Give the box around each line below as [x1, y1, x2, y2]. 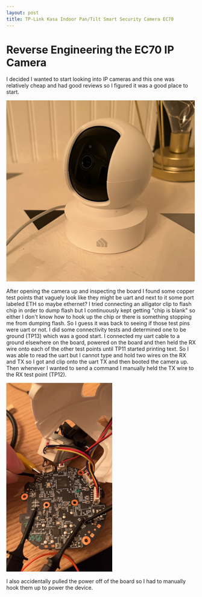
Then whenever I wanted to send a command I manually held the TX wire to [6, 365, 194, 372]
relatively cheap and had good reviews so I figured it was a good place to [6, 82, 189, 89]
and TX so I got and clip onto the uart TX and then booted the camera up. [6, 358, 189, 365]
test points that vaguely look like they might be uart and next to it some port [6, 294, 194, 301]
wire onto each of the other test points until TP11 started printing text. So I [6, 345, 189, 353]
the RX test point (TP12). [6, 371, 67, 378]
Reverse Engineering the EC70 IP [6, 43, 175, 57]
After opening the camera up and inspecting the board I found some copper [6, 287, 195, 295]
